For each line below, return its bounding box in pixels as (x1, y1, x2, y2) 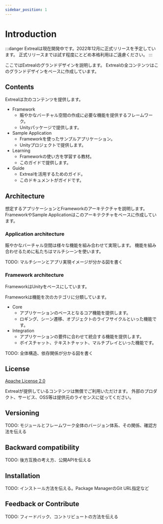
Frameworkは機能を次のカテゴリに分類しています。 (5, 294, 109, 300)
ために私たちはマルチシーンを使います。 (22, 249, 104, 255)
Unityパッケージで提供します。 (19, 124, 82, 131)
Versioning (5, 409, 39, 417)
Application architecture (5, 230, 65, 237)
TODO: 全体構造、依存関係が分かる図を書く (5, 350, 93, 356)
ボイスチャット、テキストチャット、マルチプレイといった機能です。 (19, 339, 157, 345)
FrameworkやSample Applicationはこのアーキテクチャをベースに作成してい (5, 212, 157, 218)
